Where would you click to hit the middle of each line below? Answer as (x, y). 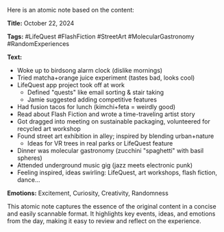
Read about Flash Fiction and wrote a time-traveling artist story (106, 114)
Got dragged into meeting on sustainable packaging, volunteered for (114, 121)
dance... (28, 180)
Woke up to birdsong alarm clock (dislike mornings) (90, 70)
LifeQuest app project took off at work (71, 85)
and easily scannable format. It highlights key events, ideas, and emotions (111, 213)
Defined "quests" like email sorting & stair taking (96, 92)
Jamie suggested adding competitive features (92, 100)
